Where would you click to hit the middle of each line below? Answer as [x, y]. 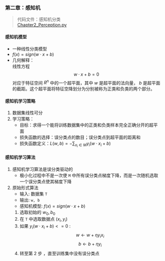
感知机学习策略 [20, 101]
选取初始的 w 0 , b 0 [37, 213]
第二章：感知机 [23, 7]
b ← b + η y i [90, 244]
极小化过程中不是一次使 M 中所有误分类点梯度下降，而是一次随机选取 [89, 175]
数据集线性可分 [27, 113]
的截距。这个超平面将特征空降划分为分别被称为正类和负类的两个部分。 [83, 89]
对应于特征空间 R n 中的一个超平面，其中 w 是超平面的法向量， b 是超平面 [86, 82]
